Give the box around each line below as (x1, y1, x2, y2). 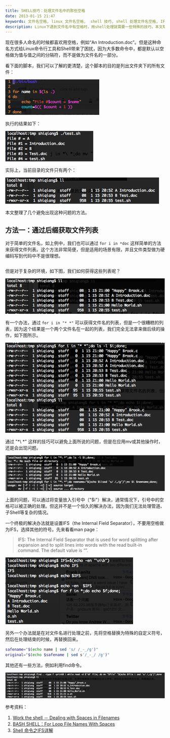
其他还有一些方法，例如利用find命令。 (5, 662, 84, 668)
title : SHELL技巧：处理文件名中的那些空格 (5, 8, 86, 13)
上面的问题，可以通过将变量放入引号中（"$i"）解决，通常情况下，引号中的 (5, 497, 160, 503)
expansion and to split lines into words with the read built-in (17, 542, 143, 548)
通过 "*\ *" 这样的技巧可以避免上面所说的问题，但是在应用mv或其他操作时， (5, 438, 163, 444)
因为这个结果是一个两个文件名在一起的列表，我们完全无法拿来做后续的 (14, 326, 160, 332)
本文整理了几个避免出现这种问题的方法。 (5, 210, 90, 216)
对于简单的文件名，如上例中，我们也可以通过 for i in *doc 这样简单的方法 (5, 240, 161, 247)
